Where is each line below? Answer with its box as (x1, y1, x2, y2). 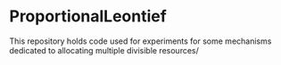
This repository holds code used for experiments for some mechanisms (9, 36, 272, 46)
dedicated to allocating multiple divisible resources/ (9, 45, 199, 55)
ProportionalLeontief (9, 6, 167, 27)
